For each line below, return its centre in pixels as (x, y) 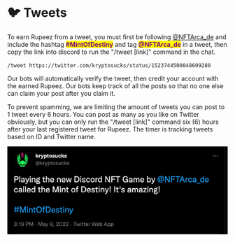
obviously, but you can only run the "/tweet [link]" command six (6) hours (113, 122)
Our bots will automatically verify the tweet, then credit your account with (113, 78)
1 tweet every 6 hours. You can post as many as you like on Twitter (103, 114)
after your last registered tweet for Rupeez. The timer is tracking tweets (110, 129)
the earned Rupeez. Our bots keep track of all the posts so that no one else (115, 86)
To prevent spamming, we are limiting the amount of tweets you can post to (116, 107)
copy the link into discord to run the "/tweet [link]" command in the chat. (112, 52)
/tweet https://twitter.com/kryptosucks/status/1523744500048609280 (109, 65)
